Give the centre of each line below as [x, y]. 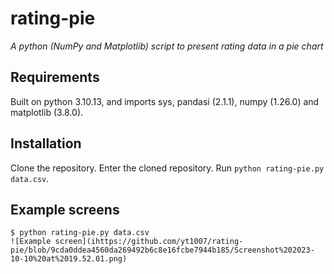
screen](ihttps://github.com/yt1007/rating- [149, 242]
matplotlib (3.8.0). [47, 112]
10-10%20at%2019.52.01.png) [69, 259]
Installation [46, 143]
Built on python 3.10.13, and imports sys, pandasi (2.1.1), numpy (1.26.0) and [165, 101]
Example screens [65, 209]
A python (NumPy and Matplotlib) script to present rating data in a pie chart [167, 46]
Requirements [55, 77]
